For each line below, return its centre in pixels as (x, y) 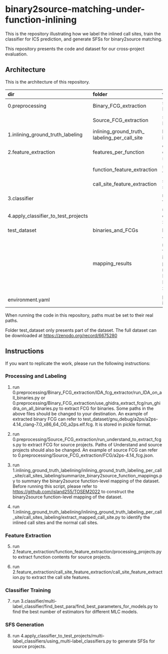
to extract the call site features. (58, 577)
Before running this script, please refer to (55, 486)
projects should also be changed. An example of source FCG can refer (85, 450)
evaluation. (16, 54)
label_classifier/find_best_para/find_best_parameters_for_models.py (82, 606)
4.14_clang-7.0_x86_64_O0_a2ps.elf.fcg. (53, 424)
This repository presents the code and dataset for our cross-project (75, 49)
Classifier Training (28, 590)
